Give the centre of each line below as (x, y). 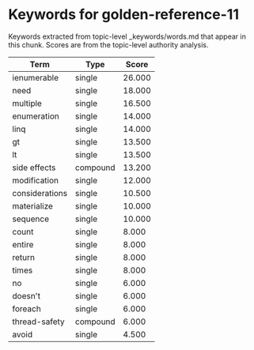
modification (36, 180)
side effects (34, 167)
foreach (27, 308)
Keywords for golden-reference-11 (124, 15)
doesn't (27, 295)
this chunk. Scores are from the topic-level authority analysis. (108, 44)
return (24, 257)
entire (23, 244)
